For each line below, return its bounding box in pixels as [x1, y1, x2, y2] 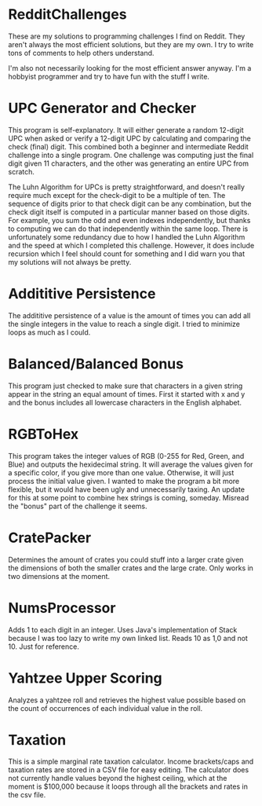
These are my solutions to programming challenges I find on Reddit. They [8, 31, 246, 41]
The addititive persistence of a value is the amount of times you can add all [8, 310, 251, 320]
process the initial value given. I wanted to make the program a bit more [8, 476, 240, 485]
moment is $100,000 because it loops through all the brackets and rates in [8, 782, 249, 791]
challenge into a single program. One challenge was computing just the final [8, 150, 254, 159]
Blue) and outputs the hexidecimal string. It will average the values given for [8, 460, 253, 469]
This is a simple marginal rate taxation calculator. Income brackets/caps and [8, 757, 254, 767]
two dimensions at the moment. [8, 571, 111, 581]
